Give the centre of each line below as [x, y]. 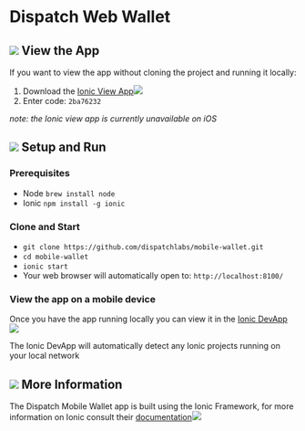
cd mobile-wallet [56, 257]
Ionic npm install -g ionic [74, 203]
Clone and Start [45, 226]
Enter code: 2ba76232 [62, 101]
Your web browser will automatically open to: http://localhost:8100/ [153, 275]
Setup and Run [64, 147]
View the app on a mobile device [83, 299]
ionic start [45, 267]
